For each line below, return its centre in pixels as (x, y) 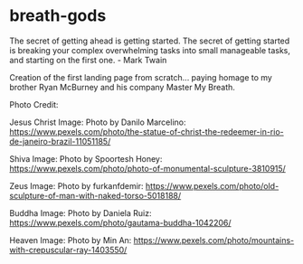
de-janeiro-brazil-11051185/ (60, 141)
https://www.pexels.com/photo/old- (212, 185)
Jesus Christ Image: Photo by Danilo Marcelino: (98, 122)
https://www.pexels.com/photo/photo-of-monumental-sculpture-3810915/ (148, 168)
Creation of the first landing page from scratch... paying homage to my (141, 77)
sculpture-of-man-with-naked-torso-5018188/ (95, 195)
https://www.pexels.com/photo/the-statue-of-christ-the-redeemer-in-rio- (147, 131)
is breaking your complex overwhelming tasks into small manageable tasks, (150, 50)
